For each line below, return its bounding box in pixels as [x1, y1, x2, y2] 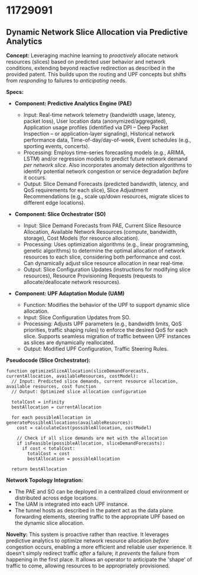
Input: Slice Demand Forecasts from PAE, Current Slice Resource [23, 222, 181, 229]
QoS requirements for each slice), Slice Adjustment [23, 187, 148, 194]
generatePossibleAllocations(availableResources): [6, 420, 134, 426]
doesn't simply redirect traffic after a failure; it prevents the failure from [6, 550, 180, 557]
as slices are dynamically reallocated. [23, 339, 115, 346]
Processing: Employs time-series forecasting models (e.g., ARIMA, [23, 149, 186, 156]
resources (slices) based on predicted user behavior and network [6, 58, 165, 65]
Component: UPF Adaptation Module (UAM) [14, 290, 125, 297]
